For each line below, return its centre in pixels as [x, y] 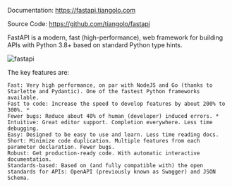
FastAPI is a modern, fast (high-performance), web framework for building [115, 37]
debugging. [23, 128]
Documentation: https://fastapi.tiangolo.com [72, 10]
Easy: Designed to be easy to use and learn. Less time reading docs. [113, 135]
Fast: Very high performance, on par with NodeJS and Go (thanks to [110, 85]
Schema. [19, 178]
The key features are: [38, 72]
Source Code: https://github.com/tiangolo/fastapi [79, 24]
